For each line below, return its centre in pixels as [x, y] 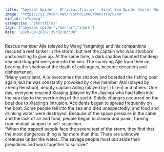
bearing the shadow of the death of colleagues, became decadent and [76, 67]
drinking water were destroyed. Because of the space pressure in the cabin [81, 113]
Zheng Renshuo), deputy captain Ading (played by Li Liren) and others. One [81, 87]
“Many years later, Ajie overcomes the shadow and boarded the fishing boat [82, 77]
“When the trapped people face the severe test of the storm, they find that [80, 129]
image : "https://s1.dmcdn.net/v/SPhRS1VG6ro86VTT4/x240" [64, 14]
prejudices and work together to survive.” [47, 144]
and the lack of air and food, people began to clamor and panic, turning [77, 118]
